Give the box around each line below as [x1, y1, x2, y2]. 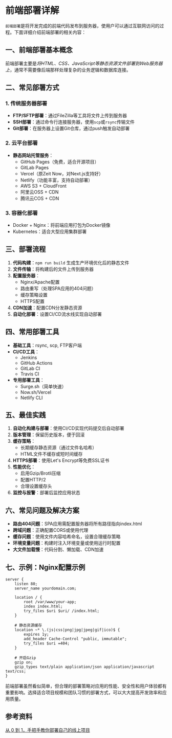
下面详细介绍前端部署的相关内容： [14, 29, 86, 35]
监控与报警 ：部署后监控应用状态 [12, 490, 80, 496]
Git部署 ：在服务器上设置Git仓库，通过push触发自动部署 [12, 125, 130, 132]
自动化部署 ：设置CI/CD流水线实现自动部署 [12, 311, 102, 317]
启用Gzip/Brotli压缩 [20, 470, 61, 476]
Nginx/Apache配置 [20, 279, 60, 285]
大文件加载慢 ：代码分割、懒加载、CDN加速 [12, 546, 104, 553]
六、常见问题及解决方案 [5, 506, 79, 515]
